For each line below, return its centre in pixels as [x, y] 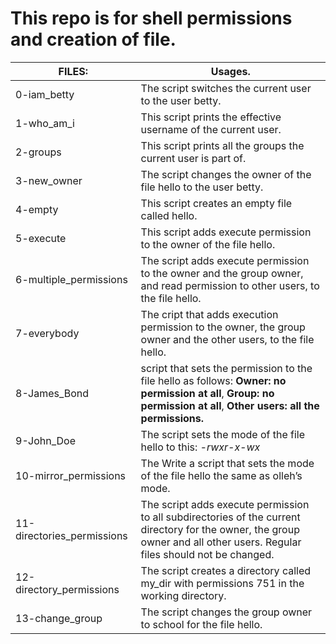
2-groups [38, 152]
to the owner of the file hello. [208, 244]
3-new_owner [49, 180]
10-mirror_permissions [71, 475]
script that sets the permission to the [226, 368]
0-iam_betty [45, 94]
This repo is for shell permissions [151, 18]
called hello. [169, 215]
